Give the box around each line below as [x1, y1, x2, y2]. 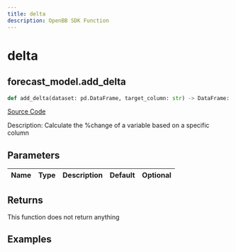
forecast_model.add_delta [7, 76, 126, 88]
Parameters [7, 149, 60, 161]
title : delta [7, 10, 46, 18]
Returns [7, 194, 44, 206]
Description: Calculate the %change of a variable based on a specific [7, 121, 210, 130]
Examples [7, 234, 52, 246]
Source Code [7, 107, 46, 116]
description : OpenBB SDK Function [7, 17, 110, 24]
